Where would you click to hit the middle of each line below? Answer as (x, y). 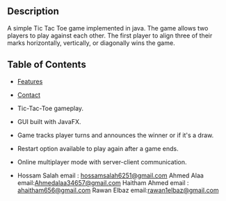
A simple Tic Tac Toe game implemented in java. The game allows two (108, 28)
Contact (29, 95)
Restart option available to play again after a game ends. (98, 148)
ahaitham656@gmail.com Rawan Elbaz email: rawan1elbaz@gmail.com (118, 190)
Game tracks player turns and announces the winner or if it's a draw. (115, 135)
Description (33, 11)
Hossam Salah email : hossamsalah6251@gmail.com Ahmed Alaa (110, 175)
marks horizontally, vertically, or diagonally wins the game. (91, 43)
